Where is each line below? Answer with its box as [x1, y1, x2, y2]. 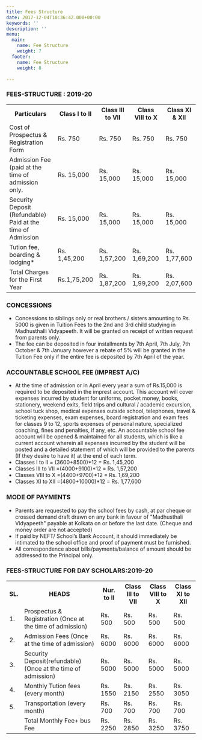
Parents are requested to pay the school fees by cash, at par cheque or [14, 507, 192, 514]
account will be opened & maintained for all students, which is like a [14, 433, 183, 440]
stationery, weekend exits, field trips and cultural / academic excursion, [14, 401, 192, 408]
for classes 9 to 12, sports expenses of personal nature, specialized [14, 420, 182, 428]
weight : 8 [17, 65, 42, 71]
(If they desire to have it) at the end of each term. [14, 452, 137, 460]
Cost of [9, 123, 30, 131]
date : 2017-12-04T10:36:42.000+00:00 [6, 14, 101, 21]
